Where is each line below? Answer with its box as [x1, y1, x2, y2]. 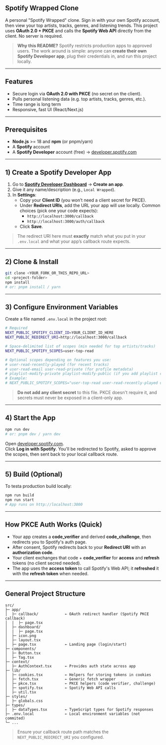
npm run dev [5, 427, 30, 432]
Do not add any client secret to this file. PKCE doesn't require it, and [17, 390, 157, 395]
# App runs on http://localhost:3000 [5, 502, 83, 507]
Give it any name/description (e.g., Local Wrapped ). [12, 187, 116, 193]
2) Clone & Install [5, 258, 58, 266]
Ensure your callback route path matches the [17, 729, 109, 735]
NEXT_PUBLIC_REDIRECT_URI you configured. [17, 734, 104, 740]
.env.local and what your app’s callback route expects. [17, 238, 131, 245]
